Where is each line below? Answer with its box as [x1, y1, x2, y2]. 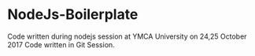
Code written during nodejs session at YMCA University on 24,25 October [7, 32, 247, 41]
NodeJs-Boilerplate [7, 6, 139, 24]
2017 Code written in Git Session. [7, 39, 115, 49]
